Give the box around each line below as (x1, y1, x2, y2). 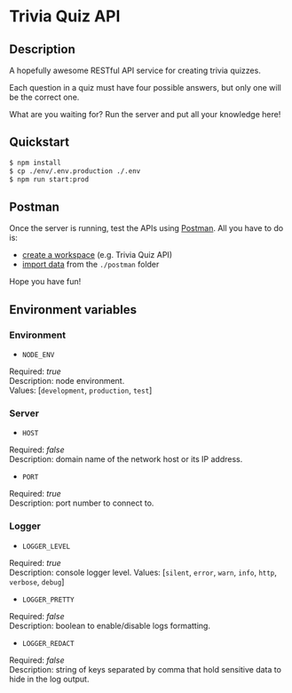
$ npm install (9, 158, 62, 167)
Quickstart (9, 135, 70, 150)
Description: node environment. (9, 375, 125, 386)
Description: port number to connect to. (9, 498, 154, 508)
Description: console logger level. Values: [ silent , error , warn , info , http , (9, 567, 278, 577)
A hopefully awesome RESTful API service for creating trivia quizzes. (9, 65, 262, 76)
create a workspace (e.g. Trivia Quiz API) (21, 250, 173, 260)
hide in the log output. (9, 673, 90, 684)
